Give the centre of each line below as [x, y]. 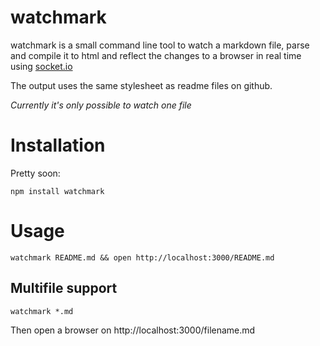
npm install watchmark [57, 191]
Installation [58, 145]
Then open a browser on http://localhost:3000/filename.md [133, 330]
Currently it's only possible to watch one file [101, 105]
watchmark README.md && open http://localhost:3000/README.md [142, 257]
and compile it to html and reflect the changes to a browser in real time [156, 55]
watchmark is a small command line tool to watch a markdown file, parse [160, 45]
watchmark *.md [42, 311]
